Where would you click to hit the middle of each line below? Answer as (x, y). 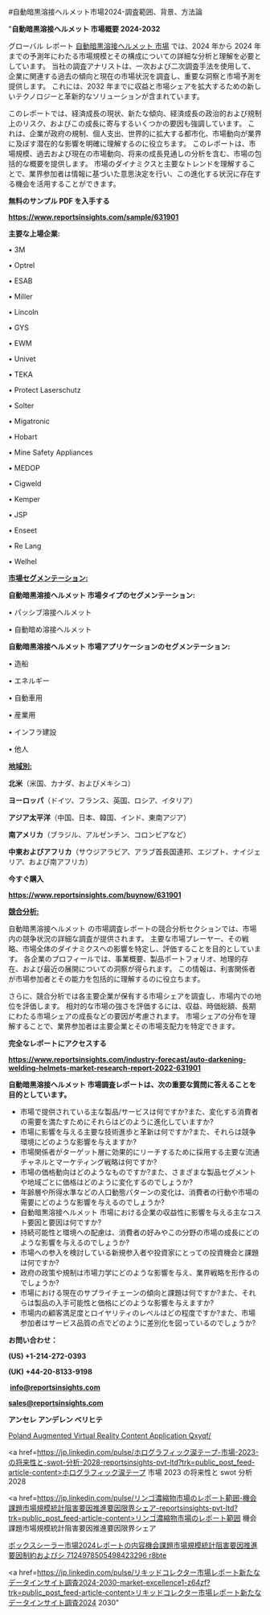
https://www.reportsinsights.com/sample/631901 (94, 217)
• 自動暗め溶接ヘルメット (50, 629)
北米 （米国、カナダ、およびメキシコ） (72, 783)
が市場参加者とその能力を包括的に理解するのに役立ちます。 (106, 979)
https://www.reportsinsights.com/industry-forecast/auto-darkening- (127, 1059)
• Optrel (22, 265)
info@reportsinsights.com (55, 1387)
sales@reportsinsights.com (56, 1403)
